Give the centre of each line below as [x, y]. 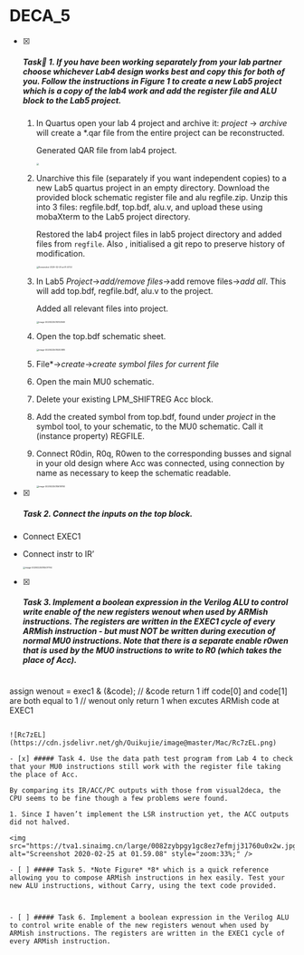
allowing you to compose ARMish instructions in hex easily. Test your [147, 877]
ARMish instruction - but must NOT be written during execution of [149, 631]
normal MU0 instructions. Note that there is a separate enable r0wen [156, 641]
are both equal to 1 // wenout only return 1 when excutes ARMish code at [144, 700]
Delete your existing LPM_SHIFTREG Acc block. [125, 399]
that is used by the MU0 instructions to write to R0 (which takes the [152, 650]
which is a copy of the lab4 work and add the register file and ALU [150, 91]
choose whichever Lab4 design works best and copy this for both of [153, 71]
